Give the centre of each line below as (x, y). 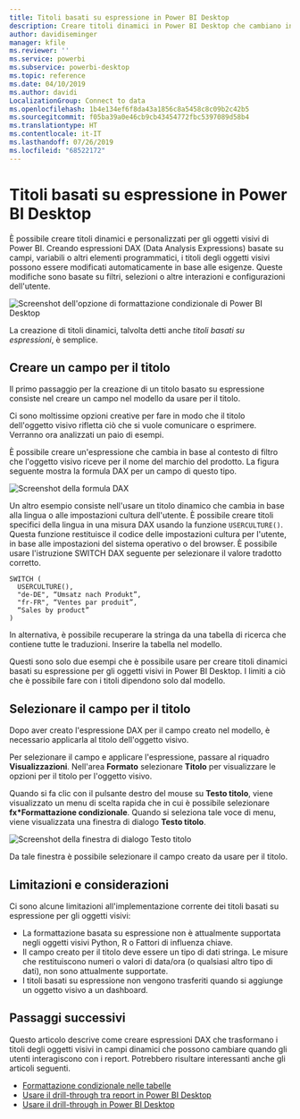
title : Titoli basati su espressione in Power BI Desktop (119, 17)
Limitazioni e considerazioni (89, 884)
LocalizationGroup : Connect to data (77, 101)
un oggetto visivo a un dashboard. (85, 990)
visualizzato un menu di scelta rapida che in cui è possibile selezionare (140, 803)
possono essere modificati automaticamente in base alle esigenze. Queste (146, 267)
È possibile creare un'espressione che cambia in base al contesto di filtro (144, 452)
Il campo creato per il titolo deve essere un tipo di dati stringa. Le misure (155, 952)
